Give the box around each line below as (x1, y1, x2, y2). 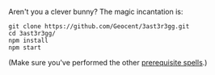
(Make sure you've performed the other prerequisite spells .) (8, 58, 208, 67)
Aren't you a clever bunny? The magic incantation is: (8, 7, 183, 16)
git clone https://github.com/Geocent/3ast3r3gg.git (8, 23, 190, 31)
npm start (8, 44, 42, 52)
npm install (8, 36, 48, 44)
